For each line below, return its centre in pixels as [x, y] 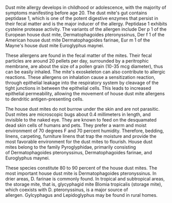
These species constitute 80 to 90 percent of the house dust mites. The [81, 168]
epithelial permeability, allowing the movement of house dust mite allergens [85, 94]
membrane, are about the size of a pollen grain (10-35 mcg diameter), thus [84, 66]
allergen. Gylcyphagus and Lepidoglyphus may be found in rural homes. [81, 195]
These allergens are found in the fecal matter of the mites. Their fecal [79, 55]
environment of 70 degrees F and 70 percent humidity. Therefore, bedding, [85, 131]
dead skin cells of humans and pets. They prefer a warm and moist [76, 125]
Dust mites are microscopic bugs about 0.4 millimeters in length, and [78, 114]
